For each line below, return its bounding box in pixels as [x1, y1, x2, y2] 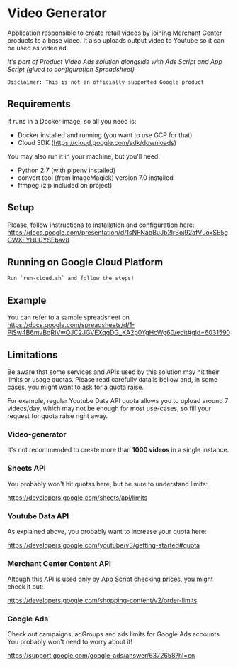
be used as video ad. [7, 43, 69, 52]
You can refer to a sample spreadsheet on [7, 313, 130, 321]
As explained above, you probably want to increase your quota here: [7, 527, 207, 535]
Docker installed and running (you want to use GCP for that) [17, 130, 193, 139]
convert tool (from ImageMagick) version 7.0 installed [17, 173, 174, 182]
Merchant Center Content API [7, 558, 112, 568]
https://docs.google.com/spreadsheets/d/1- [7, 321, 135, 329]
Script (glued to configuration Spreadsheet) [7, 65, 135, 73]
